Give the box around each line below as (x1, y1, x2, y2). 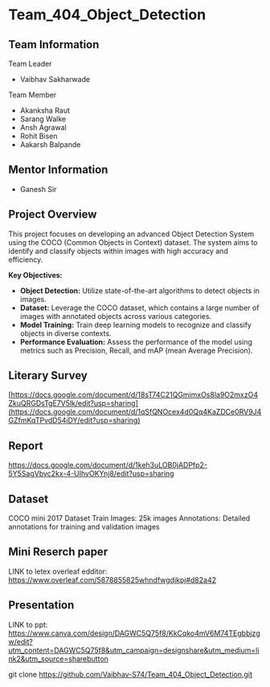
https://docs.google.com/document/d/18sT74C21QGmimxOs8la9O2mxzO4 (10, 390, 259, 399)
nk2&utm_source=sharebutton (8, 653, 108, 664)
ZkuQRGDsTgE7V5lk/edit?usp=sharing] (8, 399, 138, 408)
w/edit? (8, 636, 34, 646)
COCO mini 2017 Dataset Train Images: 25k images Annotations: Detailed (8, 513, 251, 523)
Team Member (8, 90, 57, 100)
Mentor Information (8, 163, 108, 177)
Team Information (8, 38, 100, 51)
